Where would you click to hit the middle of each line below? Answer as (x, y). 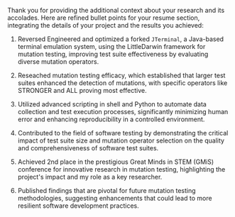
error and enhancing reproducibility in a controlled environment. (111, 119)
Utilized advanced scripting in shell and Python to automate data (112, 104)
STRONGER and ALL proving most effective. (82, 90)
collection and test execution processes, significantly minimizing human (123, 112)
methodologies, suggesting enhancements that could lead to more (115, 198)
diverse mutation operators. (58, 62)
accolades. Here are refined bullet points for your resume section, (104, 18)
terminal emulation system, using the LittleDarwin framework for (111, 46)
